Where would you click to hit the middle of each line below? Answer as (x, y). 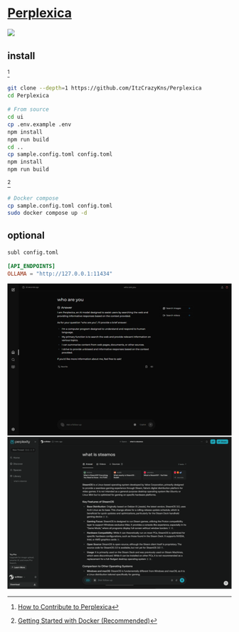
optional (26, 235)
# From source (28, 109)
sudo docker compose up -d (47, 213)
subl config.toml (33, 253)
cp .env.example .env (39, 124)
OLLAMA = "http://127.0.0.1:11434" (60, 274)
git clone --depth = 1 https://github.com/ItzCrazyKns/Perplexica (105, 88)
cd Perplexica (28, 96)
